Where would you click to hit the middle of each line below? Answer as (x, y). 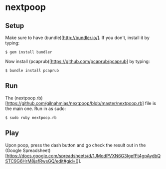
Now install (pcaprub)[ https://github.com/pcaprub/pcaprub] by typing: (78, 61)
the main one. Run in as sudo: (36, 108)
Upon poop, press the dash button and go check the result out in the (76, 145)
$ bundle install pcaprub (32, 70)
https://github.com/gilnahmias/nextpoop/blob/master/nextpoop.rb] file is (81, 103)
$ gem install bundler (29, 52)
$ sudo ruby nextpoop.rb (31, 117)
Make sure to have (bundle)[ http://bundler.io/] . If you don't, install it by (77, 37)
